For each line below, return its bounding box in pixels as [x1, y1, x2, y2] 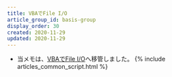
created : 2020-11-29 [7, 29, 66, 36]
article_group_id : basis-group [7, 16, 96, 23]
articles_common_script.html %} [16, 63, 108, 71]
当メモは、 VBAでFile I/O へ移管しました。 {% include [16, 55, 166, 63]
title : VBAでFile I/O [7, 10, 68, 17]
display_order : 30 [7, 22, 59, 29]
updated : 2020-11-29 [7, 35, 66, 42]
